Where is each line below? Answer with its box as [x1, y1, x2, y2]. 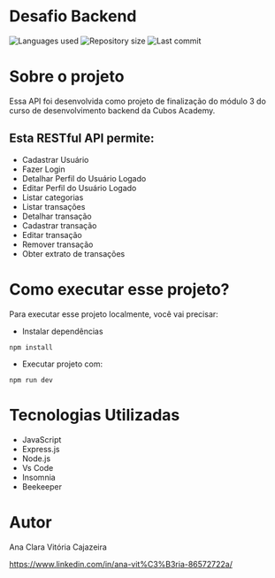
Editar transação [21, 229, 82, 240]
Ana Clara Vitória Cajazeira [9, 542, 108, 552]
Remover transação [21, 239, 94, 250]
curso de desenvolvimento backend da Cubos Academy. [9, 104, 216, 116]
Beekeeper [21, 481, 62, 492]
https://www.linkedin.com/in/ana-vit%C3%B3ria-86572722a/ [9, 559, 233, 569]
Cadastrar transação [21, 220, 97, 231]
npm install [9, 343, 53, 351]
